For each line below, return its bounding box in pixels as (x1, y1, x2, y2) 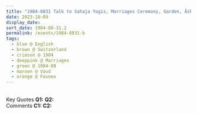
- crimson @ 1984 (11, 52, 54, 58)
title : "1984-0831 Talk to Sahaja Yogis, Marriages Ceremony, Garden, (6, 8, 182, 15)
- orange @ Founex (11, 74, 57, 80)
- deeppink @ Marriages (11, 57, 69, 63)
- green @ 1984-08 (11, 63, 57, 69)
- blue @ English (11, 42, 54, 47)
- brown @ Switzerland (11, 47, 67, 53)
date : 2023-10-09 (6, 14, 49, 20)
